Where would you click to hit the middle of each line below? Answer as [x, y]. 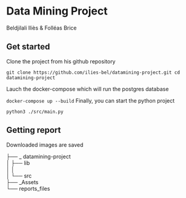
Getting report [34, 130]
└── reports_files [28, 188]
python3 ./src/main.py [35, 112]
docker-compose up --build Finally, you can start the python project [91, 100]
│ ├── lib [18, 163]
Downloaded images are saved [45, 145]
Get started [28, 47]
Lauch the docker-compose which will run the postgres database [88, 89]
